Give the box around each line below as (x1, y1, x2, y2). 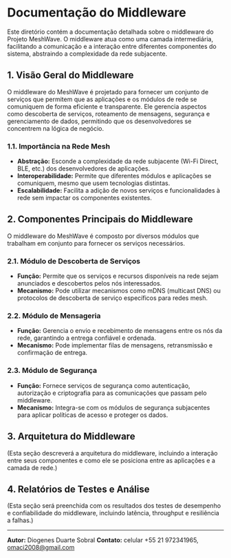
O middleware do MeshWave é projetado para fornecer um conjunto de (7, 87, 209, 96)
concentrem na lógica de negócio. (7, 124, 104, 132)
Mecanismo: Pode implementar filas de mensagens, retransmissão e (16, 341, 213, 350)
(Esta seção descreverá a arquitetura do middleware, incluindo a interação (7, 449, 218, 457)
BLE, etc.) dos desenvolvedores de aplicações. (16, 164, 151, 173)
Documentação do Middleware (7, 5, 187, 21)
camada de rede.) (7, 463, 58, 472)
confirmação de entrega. (16, 349, 88, 357)
